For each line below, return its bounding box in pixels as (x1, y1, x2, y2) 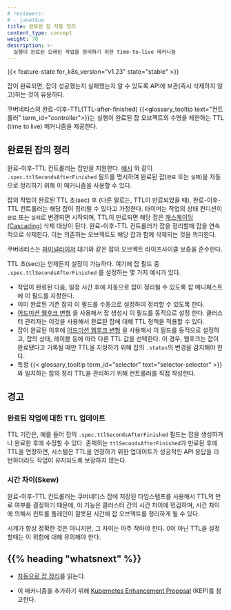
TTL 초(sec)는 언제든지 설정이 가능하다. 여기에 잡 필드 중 (7, 259, 160, 267)
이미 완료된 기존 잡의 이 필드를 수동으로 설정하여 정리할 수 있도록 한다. (17, 300, 205, 308)
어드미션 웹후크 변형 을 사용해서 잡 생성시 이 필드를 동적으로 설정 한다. (17, 308, 205, 317)
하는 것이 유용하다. (14, 90, 65, 99)
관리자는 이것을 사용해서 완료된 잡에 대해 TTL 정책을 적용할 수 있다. (24, 317, 205, 325)
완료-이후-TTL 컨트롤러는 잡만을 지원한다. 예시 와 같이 (7, 163, 153, 172)
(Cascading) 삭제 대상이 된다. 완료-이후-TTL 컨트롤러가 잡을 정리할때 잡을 (7, 221, 208, 230)
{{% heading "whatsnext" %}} (7, 553, 142, 565)
